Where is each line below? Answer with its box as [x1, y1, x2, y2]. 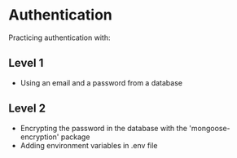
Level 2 [8, 102, 46, 116]
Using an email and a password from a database [20, 77, 183, 87]
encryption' [20, 132, 59, 142]
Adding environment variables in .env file [20, 140, 158, 150]
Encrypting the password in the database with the [20, 123, 187, 133]
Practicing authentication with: [8, 33, 111, 42]
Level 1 [8, 56, 44, 70]
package [60, 132, 90, 142]
